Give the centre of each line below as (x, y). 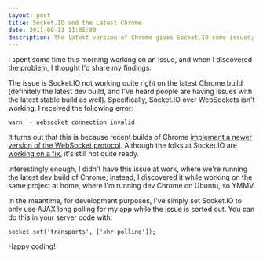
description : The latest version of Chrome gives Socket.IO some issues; (131, 37)
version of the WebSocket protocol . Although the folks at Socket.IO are (123, 145)
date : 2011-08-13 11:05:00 (52, 30)
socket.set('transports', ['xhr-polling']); (82, 232)
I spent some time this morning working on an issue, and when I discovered (130, 60)
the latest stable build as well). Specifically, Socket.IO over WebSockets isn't (131, 100)
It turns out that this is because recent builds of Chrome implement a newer (130, 137)
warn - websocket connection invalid (71, 122)
